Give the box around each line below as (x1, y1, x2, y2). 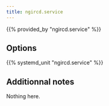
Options (6, 43, 37, 53)
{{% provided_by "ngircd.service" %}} (6, 25, 101, 33)
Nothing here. (6, 93, 40, 100)
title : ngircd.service (6, 8, 63, 15)
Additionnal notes (6, 76, 75, 87)
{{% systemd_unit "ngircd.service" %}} (6, 59, 104, 67)
